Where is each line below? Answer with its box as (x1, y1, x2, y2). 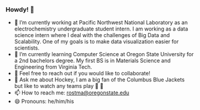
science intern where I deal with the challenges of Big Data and (14, 32, 170, 39)
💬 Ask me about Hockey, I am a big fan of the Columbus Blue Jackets (14, 76, 185, 83)
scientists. (14, 44, 40, 51)
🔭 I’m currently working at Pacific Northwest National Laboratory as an (14, 19, 188, 26)
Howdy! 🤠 (5, 5, 35, 14)
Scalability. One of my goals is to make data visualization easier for (14, 38, 179, 45)
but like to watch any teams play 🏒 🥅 (14, 82, 104, 90)
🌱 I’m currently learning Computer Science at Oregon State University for (14, 51, 194, 58)
